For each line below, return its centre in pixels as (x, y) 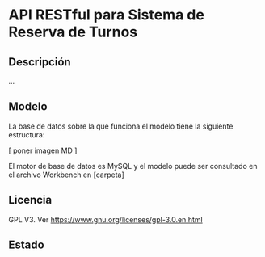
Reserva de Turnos (73, 32)
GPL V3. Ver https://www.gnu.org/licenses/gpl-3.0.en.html (106, 219)
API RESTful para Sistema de (106, 15)
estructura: (27, 134)
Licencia (30, 200)
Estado (26, 245)
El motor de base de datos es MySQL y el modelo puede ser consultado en (133, 166)
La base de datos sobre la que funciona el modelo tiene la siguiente (121, 126)
